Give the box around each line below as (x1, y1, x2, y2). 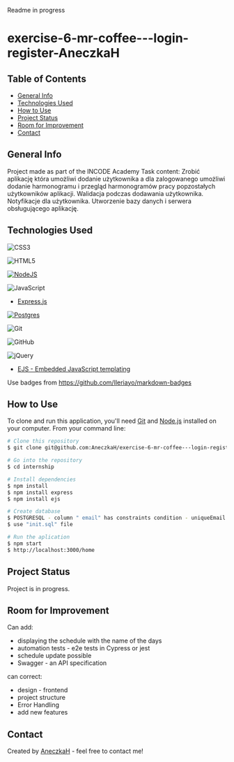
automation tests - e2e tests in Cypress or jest (17, 644, 150, 652)
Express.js (17, 297, 47, 306)
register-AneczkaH (7, 45, 120, 61)
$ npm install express (7, 488, 73, 496)
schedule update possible (17, 652, 92, 660)
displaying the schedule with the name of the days (17, 636, 162, 645)
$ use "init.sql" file (7, 521, 73, 528)
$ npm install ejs (7, 495, 61, 502)
